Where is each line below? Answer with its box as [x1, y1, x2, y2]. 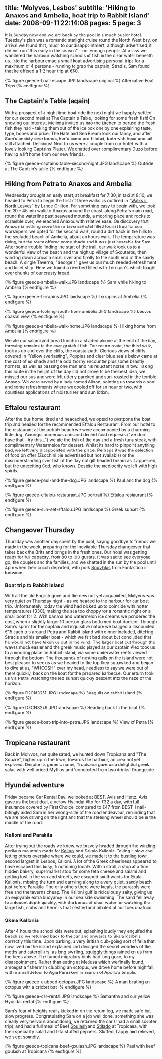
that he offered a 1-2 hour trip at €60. [5, 68, 79, 74]
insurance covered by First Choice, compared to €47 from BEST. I [5, 804, 136, 810]
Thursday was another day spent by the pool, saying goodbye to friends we [5, 539, 156, 545]
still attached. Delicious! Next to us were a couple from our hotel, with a [5, 140, 147, 146]
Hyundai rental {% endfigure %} [5, 998, 69, 1004]
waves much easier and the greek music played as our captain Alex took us [5, 644, 156, 650]
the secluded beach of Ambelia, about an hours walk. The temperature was [5, 234, 155, 240]
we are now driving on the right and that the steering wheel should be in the [5, 814, 156, 820]
